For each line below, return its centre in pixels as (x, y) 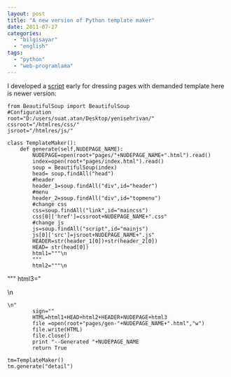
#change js (48, 222)
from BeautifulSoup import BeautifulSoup (69, 106)
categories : (24, 33)
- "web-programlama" (43, 66)
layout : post (26, 14)
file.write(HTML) (57, 329)
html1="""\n (50, 253)
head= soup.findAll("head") (73, 173)
